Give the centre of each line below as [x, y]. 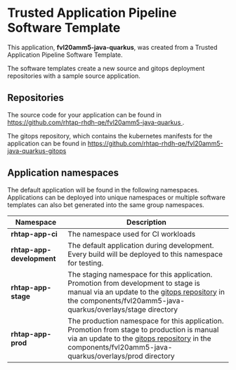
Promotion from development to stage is [134, 283]
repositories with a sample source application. [74, 76]
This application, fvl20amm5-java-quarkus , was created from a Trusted [112, 47]
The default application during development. [141, 245]
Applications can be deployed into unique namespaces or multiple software [117, 197]
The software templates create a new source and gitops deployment [106, 68]
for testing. [86, 263]
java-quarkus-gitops [37, 151]
